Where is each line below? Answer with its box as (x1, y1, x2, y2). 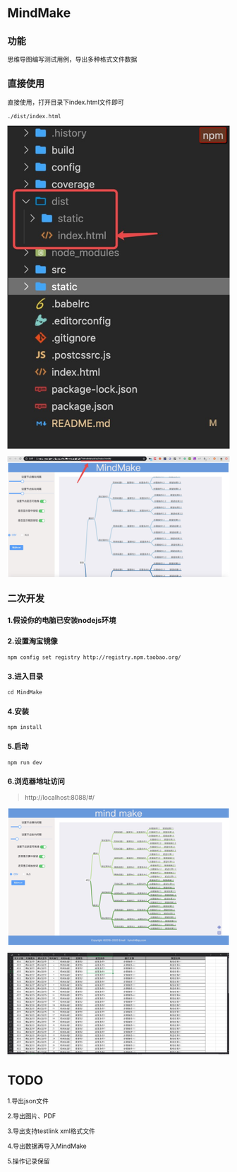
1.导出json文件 (7, 1096, 49, 1105)
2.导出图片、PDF (7, 1111, 56, 1120)
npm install (7, 724, 42, 731)
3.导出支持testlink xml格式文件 (7, 1127, 95, 1135)
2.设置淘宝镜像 (7, 636, 58, 646)
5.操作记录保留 (7, 1156, 50, 1165)
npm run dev (7, 759, 42, 766)
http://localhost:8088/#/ (24, 793, 95, 801)
